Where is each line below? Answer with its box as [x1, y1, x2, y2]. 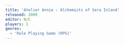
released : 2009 [5, 12, 38, 17]
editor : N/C [5, 17, 31, 22]
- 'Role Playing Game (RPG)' [10, 31, 72, 36]
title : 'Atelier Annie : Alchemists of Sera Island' [5, 7, 120, 13]
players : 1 [5, 21, 29, 27]
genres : [5, 26, 22, 31]
